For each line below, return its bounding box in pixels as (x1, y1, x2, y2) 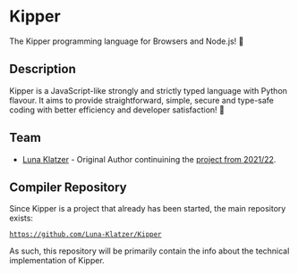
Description (9, 62, 76, 77)
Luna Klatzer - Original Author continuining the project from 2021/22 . (21, 154, 277, 164)
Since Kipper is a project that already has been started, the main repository (9, 203, 286, 214)
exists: (9, 212, 34, 224)
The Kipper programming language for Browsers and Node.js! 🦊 (9, 36, 244, 46)
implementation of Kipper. (9, 255, 105, 266)
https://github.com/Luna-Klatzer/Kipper (9, 230, 163, 239)
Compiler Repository (9, 179, 127, 195)
